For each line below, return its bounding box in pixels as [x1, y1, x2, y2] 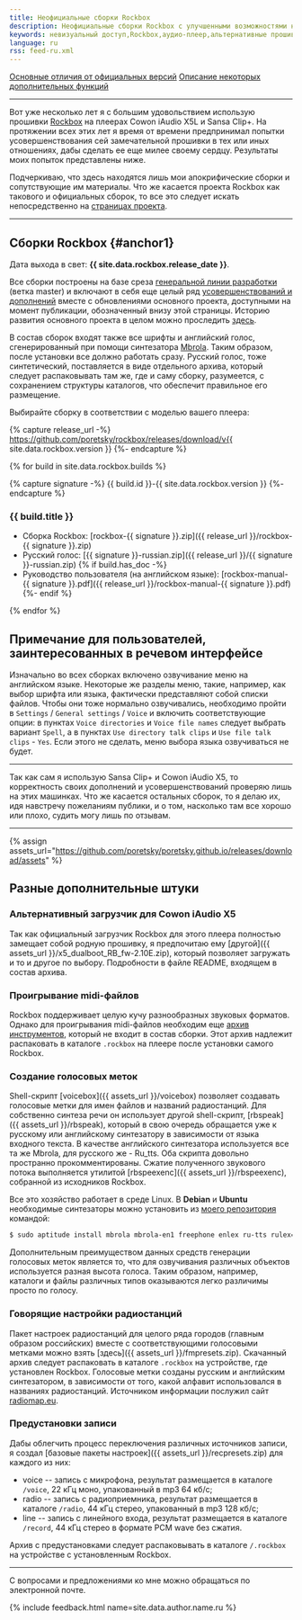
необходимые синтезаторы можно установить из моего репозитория [9, 1204, 277, 1214]
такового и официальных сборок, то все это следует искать [9, 191, 240, 202]
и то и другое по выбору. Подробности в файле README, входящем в [9, 957, 277, 968]
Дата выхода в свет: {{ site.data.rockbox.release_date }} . [9, 258, 230, 270]
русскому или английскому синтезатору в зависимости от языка [9, 1129, 260, 1140]
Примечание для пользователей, [9, 631, 207, 647]
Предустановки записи [9, 1418, 117, 1430]
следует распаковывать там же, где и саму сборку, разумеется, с [9, 370, 265, 380]
